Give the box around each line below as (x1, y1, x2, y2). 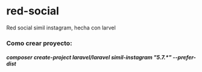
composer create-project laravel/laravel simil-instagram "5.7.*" (6, 54, 172, 61)
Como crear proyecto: (6, 39, 73, 47)
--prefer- (172, 54, 196, 61)
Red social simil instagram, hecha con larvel (6, 24, 116, 31)
